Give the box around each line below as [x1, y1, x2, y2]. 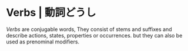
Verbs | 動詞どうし [6, 6, 96, 19]
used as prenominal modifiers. [6, 38, 80, 45]
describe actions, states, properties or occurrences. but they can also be [6, 32, 183, 39]
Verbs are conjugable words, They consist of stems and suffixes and [6, 25, 172, 33]
